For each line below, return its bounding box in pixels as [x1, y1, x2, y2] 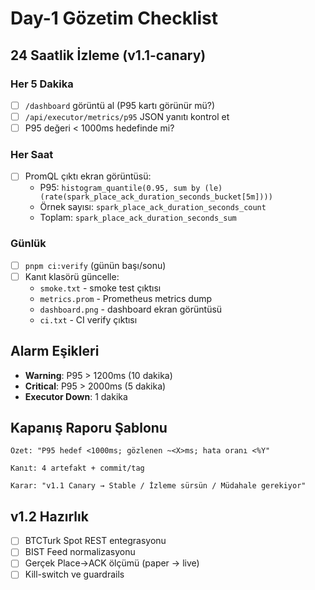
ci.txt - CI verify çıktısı [39, 313, 138, 326]
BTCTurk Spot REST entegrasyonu [24, 535, 167, 547]
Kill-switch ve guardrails [24, 568, 125, 581]
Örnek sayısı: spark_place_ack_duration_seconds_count [39, 201, 267, 213]
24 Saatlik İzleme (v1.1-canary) [10, 47, 207, 64]
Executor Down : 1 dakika [24, 390, 128, 402]
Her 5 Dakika [10, 77, 74, 91]
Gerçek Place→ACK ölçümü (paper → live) [24, 557, 200, 569]
